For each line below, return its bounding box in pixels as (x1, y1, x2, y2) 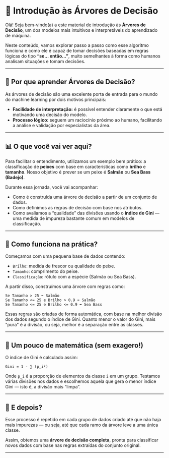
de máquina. (5, 32, 31, 38)
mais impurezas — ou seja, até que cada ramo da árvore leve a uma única (5, 422, 158, 428)
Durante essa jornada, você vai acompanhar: (5, 184, 98, 190)
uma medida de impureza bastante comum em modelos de (12, 215, 135, 221)
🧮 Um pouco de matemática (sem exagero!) (5, 341, 143, 350)
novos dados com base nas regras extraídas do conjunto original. (5, 442, 141, 448)
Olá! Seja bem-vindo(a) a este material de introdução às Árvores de (5, 22, 146, 28)
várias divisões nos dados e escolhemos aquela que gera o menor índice (5, 378, 156, 384)
